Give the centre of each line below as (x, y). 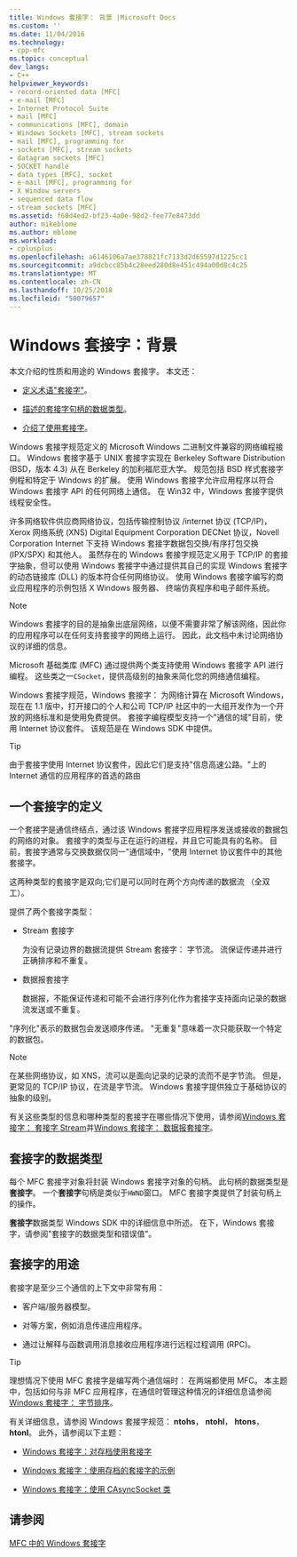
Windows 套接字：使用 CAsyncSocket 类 (96, 1489)
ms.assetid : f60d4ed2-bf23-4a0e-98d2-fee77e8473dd (105, 216)
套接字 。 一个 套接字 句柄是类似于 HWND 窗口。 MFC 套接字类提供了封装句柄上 (145, 1193)
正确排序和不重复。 (57, 961)
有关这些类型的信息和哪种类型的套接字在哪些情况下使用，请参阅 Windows (143, 1117)
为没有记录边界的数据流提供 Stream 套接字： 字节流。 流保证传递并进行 (152, 950)
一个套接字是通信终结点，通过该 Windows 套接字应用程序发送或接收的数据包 (148, 830)
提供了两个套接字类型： (52, 912)
